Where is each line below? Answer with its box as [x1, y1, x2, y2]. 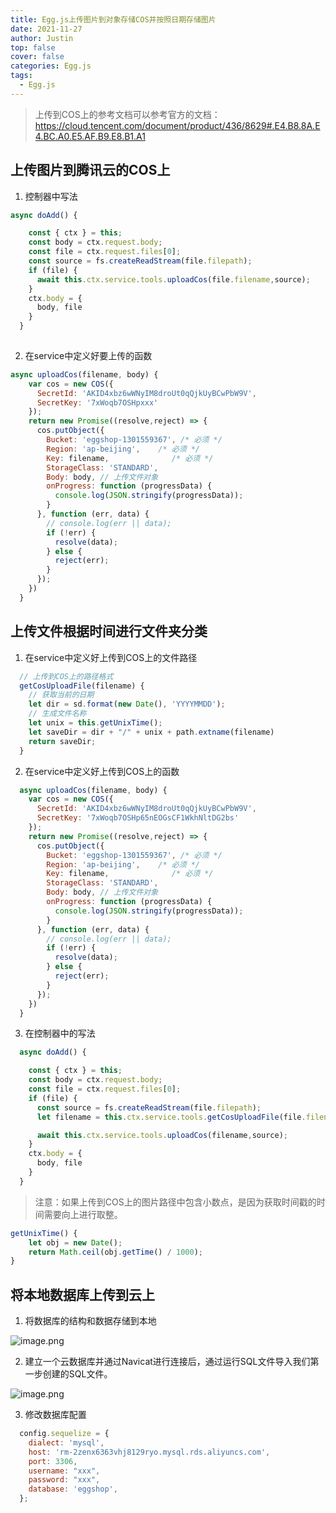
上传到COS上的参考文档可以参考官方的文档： [34, 108, 221, 120]
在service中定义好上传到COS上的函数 [24, 765, 180, 777]
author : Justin [10, 33, 74, 43]
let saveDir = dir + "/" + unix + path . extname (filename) [28, 727, 275, 737]
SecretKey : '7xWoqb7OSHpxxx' [36, 397, 159, 408]
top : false [10, 42, 56, 53]
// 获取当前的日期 [28, 690, 95, 700]
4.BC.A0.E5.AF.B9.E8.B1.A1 [34, 130, 146, 142]
